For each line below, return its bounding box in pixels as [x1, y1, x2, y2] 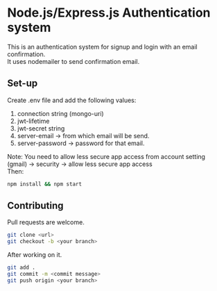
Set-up [7, 78, 38, 90]
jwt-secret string [17, 124, 65, 133]
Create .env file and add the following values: [7, 96, 137, 104]
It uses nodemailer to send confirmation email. [7, 57, 140, 65]
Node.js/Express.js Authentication [7, 5, 211, 21]
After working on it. [7, 251, 62, 259]
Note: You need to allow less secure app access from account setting [7, 152, 206, 160]
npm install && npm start [7, 181, 82, 188]
